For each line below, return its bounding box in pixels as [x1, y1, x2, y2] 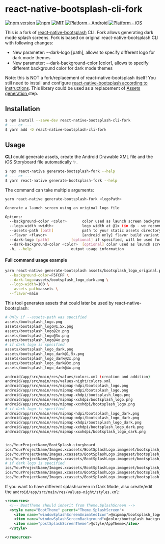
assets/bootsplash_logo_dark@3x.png [5, 360, 80, 366]
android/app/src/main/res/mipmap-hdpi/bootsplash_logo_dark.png [5, 411, 139, 416]
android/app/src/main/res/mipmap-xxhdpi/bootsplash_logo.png [5, 397, 133, 402]
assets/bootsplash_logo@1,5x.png [5, 324, 74, 329]
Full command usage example [5, 257, 67, 263]
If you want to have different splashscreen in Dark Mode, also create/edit [5, 483, 153, 489]
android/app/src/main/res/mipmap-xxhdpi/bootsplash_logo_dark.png [5, 425, 144, 430]
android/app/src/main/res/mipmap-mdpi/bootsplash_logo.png [5, 388, 129, 393]
